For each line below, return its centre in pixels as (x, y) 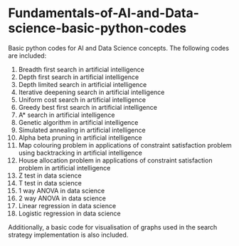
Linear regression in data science (67, 205)
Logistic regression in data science (69, 213)
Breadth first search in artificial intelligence (81, 69)
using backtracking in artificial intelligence (80, 153)
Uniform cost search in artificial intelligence (82, 99)
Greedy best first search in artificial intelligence (87, 107)
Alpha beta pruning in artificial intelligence (80, 138)
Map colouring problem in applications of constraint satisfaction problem (125, 145)
